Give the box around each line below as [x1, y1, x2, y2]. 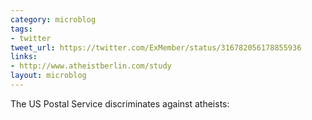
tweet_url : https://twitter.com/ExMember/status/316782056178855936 [10, 42, 302, 53]
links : [10, 52, 38, 62]
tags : [10, 24, 33, 34]
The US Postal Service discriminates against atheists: [10, 97, 230, 110]
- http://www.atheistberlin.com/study [10, 61, 172, 71]
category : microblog [10, 14, 97, 25]
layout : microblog [10, 71, 87, 81]
